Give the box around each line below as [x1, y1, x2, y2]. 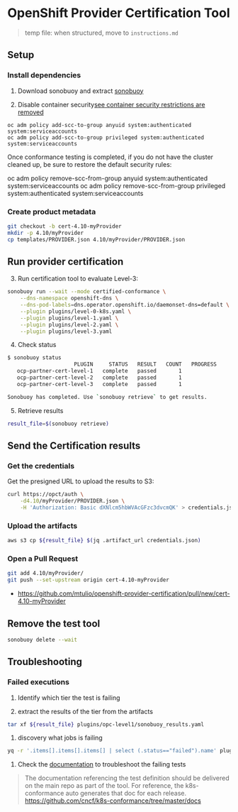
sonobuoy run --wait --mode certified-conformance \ [7, 288, 166, 295]
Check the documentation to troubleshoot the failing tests [17, 760, 186, 769]
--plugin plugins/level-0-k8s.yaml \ [20, 307, 132, 315]
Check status [17, 341, 57, 349]
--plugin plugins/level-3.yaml [20, 328, 113, 335]
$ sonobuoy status [7, 354, 62, 361]
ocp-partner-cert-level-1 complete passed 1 [16, 368, 182, 375]
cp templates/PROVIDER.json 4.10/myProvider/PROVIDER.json [7, 236, 186, 243]
